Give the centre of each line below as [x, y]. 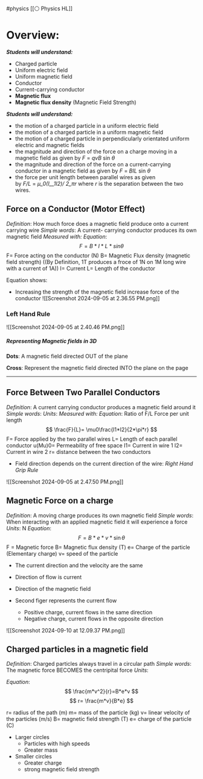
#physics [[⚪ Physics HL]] [40, 8]
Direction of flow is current [48, 577]
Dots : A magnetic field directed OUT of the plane [67, 357]
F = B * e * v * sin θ [101, 537]
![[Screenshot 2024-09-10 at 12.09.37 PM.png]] [66, 630]
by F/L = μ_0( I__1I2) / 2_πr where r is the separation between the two [99, 183]
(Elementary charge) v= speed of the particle [62, 553]
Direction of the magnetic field [53, 588]
